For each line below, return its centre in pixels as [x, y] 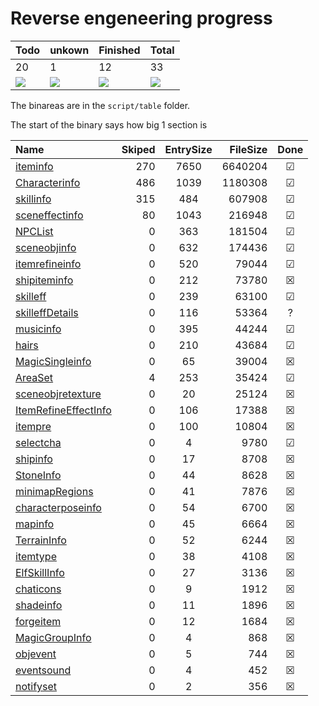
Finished [119, 50]
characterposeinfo [58, 507]
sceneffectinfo [49, 215]
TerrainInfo [41, 540]
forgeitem [38, 621]
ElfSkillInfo [40, 572]
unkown [69, 50]
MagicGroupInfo [53, 637]
